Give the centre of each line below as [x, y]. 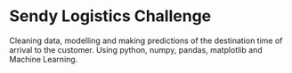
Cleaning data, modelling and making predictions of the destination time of [146, 40]
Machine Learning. [44, 59]
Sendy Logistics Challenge [110, 16]
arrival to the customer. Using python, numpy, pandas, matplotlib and [136, 49]
